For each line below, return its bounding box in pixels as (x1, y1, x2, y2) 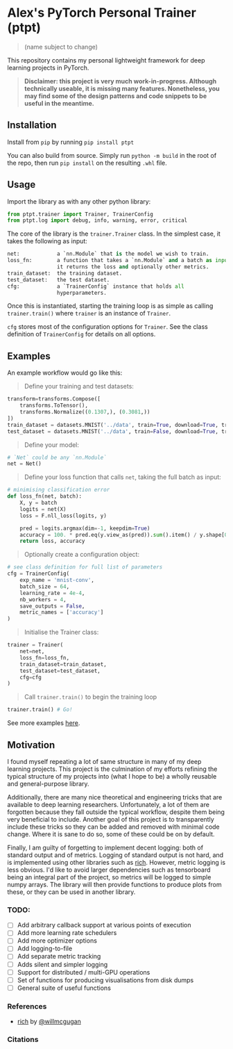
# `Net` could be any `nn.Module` (7, 454, 107, 461)
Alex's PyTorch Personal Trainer (7, 5, 196, 21)
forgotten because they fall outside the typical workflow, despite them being (7, 808, 225, 816)
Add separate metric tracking (17, 952, 101, 961)
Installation (7, 120, 57, 131)
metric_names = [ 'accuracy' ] (19, 609, 104, 616)
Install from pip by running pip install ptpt (7, 138, 134, 146)
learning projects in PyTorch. (7, 63, 89, 72)
